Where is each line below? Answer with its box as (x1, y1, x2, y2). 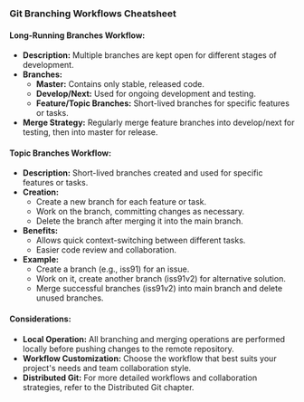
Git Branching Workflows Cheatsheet (9, 7, 176, 20)
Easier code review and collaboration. (35, 244, 177, 255)
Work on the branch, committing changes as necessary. (35, 206, 245, 217)
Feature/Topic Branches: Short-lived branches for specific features (35, 98, 290, 109)
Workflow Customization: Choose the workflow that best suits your (22, 352, 278, 364)
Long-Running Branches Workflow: (9, 30, 146, 41)
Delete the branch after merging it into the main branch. (35, 215, 244, 226)
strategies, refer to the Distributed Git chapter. (22, 381, 195, 392)
